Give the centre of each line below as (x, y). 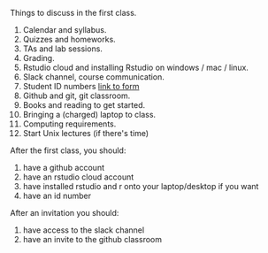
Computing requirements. (69, 124)
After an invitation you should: (65, 213)
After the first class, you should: (68, 150)
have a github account (64, 168)
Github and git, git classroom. (77, 96)
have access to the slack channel (84, 230)
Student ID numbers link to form (81, 86)
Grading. (39, 58)
